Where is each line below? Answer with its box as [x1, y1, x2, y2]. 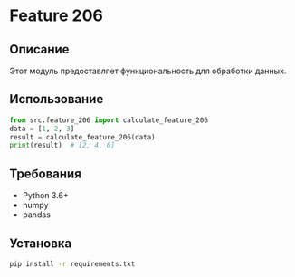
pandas [22, 209, 52, 220]
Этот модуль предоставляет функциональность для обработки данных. [9, 65, 287, 76]
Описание [9, 42, 70, 57]
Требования [9, 166, 81, 181]
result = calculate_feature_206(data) [9, 132, 156, 141]
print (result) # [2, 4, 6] [9, 141, 116, 150]
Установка [9, 235, 72, 251]
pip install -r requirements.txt [9, 259, 136, 268]
